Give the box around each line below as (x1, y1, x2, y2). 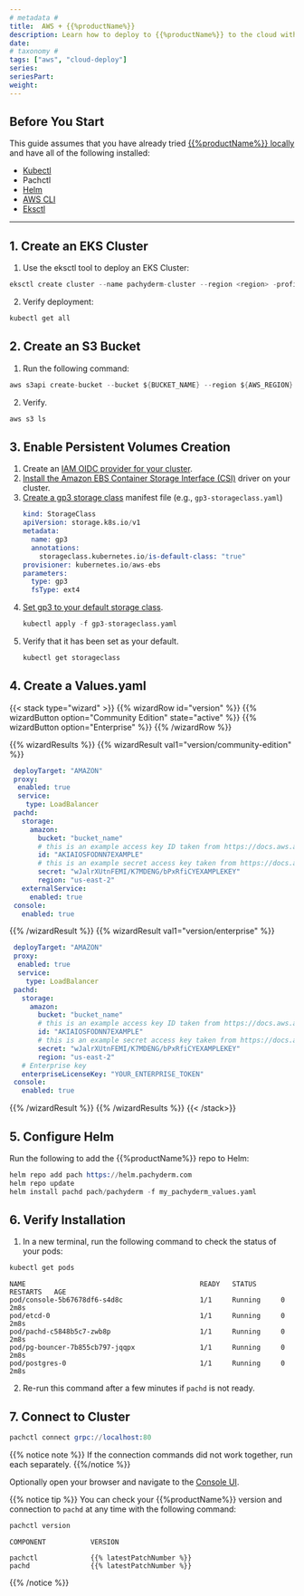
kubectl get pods (9, 1264, 75, 1273)
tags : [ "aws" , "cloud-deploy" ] (9, 55, 128, 64)
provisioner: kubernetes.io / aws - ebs (22, 560, 161, 569)
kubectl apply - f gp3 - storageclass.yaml (22, 619, 177, 629)
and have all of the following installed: (9, 148, 151, 158)
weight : (9, 81, 39, 90)
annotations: (31, 543, 81, 552)
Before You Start (9, 114, 105, 129)
